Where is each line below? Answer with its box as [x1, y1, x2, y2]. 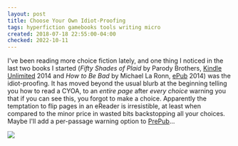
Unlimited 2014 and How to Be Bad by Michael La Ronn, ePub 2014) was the [7, 72, 232, 80]
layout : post [7, 10, 46, 18]
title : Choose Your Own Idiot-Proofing [7, 17, 126, 24]
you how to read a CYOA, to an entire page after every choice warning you [7, 87, 227, 95]
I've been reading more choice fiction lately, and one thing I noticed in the [7, 56, 224, 65]
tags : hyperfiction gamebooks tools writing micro [7, 24, 161, 31]
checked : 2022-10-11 [7, 37, 69, 44]
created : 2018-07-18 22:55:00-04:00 [7, 30, 116, 38]
